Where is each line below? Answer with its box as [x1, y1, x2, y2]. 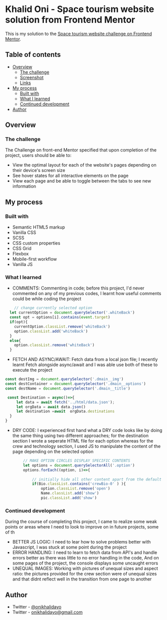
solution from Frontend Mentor [5, 14, 136, 25]
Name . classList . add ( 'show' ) [40, 491, 99, 496]
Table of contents [5, 50, 61, 59]
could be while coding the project [12, 296, 81, 302]
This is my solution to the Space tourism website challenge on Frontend [5, 30, 152, 36]
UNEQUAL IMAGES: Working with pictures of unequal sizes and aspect [12, 565, 159, 571]
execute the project [12, 367, 53, 373]
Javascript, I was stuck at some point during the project [12, 544, 127, 550]
